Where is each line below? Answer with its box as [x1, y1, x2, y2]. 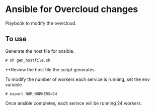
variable [5, 81, 22, 87]
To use [5, 35, 27, 43]
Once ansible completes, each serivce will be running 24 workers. [5, 100, 142, 106]
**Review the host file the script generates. [5, 66, 96, 72]
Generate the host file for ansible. [5, 48, 74, 54]
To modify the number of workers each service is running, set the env [5, 76, 150, 82]
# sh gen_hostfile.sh [5, 58, 51, 63]
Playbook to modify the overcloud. [5, 20, 76, 26]
